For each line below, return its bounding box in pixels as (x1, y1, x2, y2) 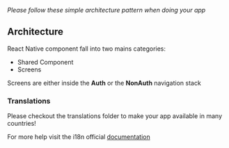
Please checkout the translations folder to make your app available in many (7, 112, 223, 120)
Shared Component (17, 58, 74, 66)
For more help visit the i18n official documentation (7, 133, 151, 141)
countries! (7, 120, 36, 128)
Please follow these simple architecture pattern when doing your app (7, 6, 206, 14)
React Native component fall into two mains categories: (7, 44, 166, 53)
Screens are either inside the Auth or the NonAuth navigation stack (7, 79, 202, 87)
